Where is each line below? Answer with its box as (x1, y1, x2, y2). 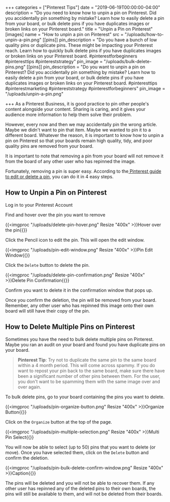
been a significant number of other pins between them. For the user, (17, 373, 161, 379)
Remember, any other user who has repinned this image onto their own (5, 302, 154, 309)
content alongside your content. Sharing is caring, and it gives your (5, 106, 146, 112)
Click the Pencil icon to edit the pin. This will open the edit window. (5, 237, 145, 243)
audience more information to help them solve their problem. (5, 111, 132, 118)
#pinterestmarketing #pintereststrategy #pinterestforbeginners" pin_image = (5, 86, 165, 91)
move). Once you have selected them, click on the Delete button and (5, 449, 149, 455)
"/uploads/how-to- (124, 32, 164, 37)
